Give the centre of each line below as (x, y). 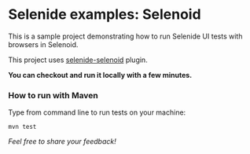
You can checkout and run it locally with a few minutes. (100, 75)
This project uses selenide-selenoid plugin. (78, 60)
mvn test (22, 127)
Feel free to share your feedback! (62, 141)
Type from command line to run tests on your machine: (97, 112)
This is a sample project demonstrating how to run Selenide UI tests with (125, 36)
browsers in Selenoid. (43, 44)
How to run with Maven (53, 95)
